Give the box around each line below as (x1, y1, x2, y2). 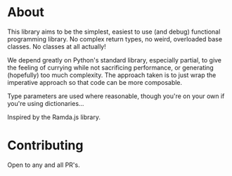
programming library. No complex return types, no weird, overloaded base (7, 34, 223, 43)
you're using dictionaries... (7, 99, 84, 107)
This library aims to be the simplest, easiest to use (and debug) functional (7, 27, 221, 36)
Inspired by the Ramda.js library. (7, 113, 101, 121)
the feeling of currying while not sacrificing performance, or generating (7, 63, 214, 72)
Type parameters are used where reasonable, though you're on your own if (7, 92, 225, 100)
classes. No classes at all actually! (7, 42, 107, 50)
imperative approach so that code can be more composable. (7, 78, 183, 86)
